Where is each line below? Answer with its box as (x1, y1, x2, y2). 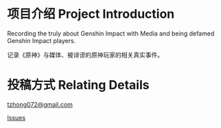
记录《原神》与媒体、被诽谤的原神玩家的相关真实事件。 (7, 51, 163, 59)
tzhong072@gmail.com (7, 100, 73, 108)
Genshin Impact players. (7, 36, 76, 44)
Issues (7, 114, 26, 122)
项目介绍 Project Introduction (7, 6, 175, 22)
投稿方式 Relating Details (7, 77, 150, 93)
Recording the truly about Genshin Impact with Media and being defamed (7, 29, 215, 38)
